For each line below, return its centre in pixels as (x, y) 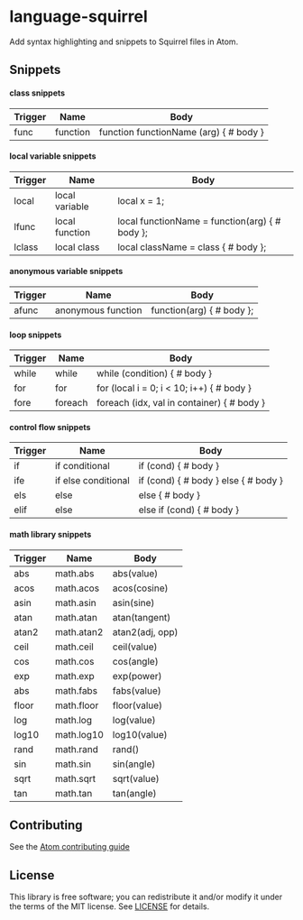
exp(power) (137, 676)
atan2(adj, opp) (145, 631)
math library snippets (50, 534)
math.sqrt (75, 778)
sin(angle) (134, 764)
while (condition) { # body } (154, 373)
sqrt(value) (136, 778)
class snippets (37, 93)
